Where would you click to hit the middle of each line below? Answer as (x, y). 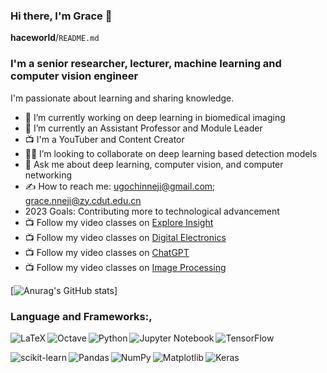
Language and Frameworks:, (81, 316)
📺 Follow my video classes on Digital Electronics (125, 237)
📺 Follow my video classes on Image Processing (125, 267)
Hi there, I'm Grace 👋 (61, 16)
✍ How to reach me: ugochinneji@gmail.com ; (120, 186)
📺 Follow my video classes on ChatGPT (107, 252)
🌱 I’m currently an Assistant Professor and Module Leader (143, 128)
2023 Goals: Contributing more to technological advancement (152, 211)
